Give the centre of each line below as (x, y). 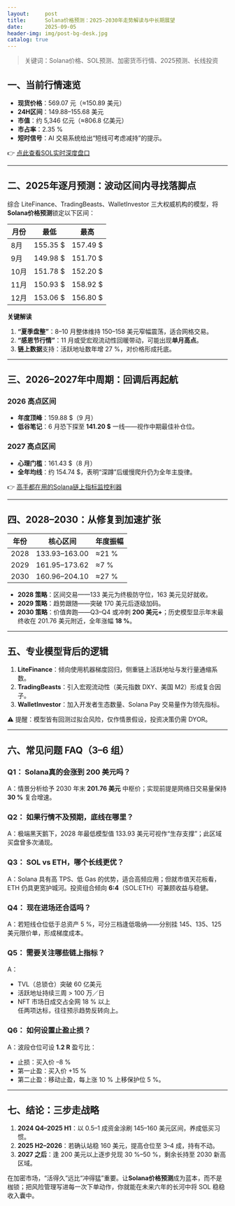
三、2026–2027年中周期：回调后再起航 (93, 380)
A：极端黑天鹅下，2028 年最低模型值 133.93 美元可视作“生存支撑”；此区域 (115, 833)
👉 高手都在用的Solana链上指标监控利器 (65, 487)
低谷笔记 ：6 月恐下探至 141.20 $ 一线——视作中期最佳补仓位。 (108, 427)
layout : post (33, 14)
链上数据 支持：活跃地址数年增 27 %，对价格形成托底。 (96, 349)
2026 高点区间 (32, 401)
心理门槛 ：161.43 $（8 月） (57, 463)
